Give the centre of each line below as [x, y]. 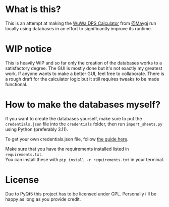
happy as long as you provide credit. [43, 199]
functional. [16, 84]
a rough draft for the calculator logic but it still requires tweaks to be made [82, 79]
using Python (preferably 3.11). [37, 129]
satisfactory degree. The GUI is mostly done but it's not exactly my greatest [84, 68]
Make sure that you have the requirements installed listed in [67, 149]
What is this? [33, 9]
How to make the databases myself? [83, 105]
